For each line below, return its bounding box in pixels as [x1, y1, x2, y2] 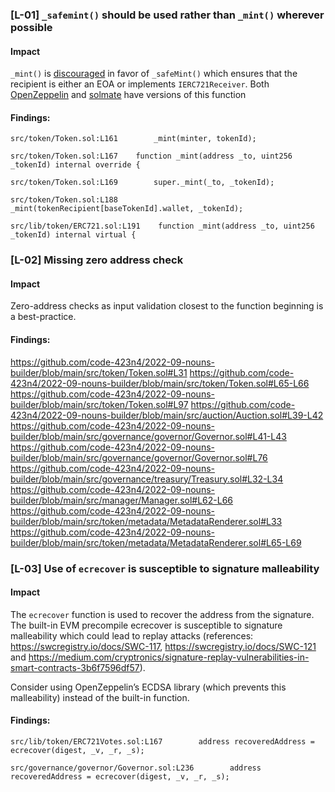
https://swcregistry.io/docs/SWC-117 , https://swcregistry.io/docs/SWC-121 [10, 640, 317, 652]
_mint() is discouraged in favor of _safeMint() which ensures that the [10, 68, 298, 80]
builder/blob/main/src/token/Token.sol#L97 [10, 398, 189, 410]
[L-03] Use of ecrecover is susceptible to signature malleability [10, 561, 320, 575]
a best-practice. [10, 311, 77, 323]
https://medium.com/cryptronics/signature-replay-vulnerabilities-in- [28, 651, 310, 663]
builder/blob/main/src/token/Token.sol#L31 [10, 366, 188, 378]
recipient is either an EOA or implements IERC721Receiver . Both [10, 78, 270, 90]
